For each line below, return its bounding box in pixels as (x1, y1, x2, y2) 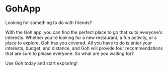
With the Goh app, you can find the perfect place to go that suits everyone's (5, 29, 162, 35)
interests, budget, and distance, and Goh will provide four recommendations (5, 45, 163, 51)
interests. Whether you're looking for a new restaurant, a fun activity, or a (5, 34, 157, 40)
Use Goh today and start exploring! (5, 60, 78, 66)
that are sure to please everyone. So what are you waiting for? (5, 50, 134, 56)
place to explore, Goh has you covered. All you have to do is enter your (5, 39, 152, 45)
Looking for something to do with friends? (5, 19, 92, 25)
